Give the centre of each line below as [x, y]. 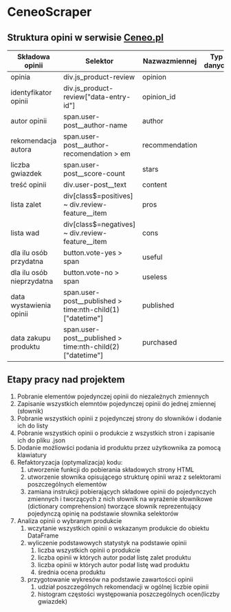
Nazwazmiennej [170, 61]
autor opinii [29, 121]
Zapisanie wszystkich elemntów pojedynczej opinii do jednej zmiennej [117, 403]
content [154, 185]
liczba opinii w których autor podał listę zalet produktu [114, 557]
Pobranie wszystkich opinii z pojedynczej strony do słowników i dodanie [119, 418]
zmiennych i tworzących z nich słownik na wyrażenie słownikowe [120, 499]
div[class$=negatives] [99, 224]
